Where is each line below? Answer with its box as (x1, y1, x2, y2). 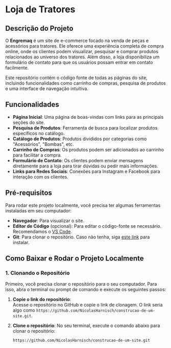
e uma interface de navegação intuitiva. (5, 85, 88, 92)
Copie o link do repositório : (12, 296, 71, 302)
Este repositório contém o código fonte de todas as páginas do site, (5, 75, 148, 80)
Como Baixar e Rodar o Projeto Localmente (5, 254, 144, 263)
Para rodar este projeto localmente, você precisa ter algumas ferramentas (5, 202, 161, 208)
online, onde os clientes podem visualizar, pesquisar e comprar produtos (5, 49, 159, 54)
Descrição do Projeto (5, 24, 74, 33)
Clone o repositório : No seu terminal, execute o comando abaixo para (12, 322, 160, 329)
